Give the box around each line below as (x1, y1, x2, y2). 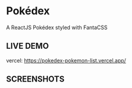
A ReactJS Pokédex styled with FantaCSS (6, 24, 108, 31)
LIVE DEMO (6, 41, 49, 51)
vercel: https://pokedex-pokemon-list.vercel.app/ (6, 56, 126, 64)
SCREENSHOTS (6, 74, 65, 84)
